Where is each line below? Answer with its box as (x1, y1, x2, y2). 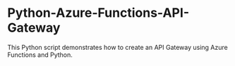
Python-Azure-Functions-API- (7, 5, 189, 21)
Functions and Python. (7, 51, 73, 59)
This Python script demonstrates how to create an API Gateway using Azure (7, 43, 228, 51)
